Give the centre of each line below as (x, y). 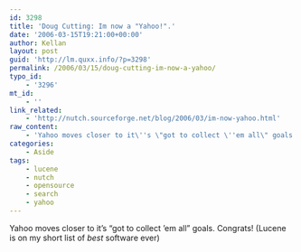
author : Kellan (38, 43)
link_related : (36, 110)
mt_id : (22, 93)
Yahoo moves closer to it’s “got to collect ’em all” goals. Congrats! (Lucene (148, 228)
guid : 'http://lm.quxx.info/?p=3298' (80, 60)
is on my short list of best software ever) (85, 238)
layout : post (34, 51)
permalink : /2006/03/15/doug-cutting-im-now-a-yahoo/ (113, 69)
